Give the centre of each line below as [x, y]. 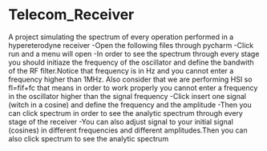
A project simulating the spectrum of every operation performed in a [121, 37]
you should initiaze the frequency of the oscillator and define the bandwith [131, 62]
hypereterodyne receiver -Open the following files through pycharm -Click [131, 45]
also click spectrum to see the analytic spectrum [89, 138]
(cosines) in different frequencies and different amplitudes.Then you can [128, 130]
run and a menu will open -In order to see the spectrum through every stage [134, 54]
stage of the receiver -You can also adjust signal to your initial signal [121, 121]
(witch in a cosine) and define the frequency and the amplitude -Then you [130, 105]
